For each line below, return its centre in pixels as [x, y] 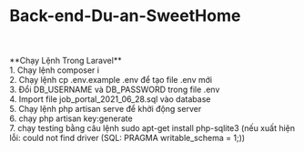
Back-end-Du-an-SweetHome [125, 16]
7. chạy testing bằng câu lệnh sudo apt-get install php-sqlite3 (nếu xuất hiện [152, 127]
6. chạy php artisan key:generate [71, 118]
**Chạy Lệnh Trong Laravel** [66, 60]
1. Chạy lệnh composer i [55, 70]
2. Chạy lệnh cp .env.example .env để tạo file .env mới [111, 79]
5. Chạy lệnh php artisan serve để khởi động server [106, 108]
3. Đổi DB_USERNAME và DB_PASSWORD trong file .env [115, 89]
